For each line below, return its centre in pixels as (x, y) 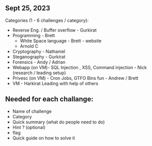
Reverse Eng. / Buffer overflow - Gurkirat (54, 30)
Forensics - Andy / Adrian (39, 62)
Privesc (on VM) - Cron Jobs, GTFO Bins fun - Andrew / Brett (75, 78)
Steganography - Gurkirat (39, 57)
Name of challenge (32, 111)
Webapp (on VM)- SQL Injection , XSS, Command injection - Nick (79, 67)
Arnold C (29, 46)
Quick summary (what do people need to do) (58, 122)
